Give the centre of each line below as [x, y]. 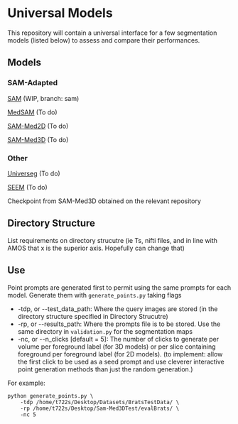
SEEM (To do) [27, 187]
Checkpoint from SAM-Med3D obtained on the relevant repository [104, 201]
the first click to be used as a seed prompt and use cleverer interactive [121, 362]
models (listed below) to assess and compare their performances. [104, 40]
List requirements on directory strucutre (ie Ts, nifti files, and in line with [113, 240]
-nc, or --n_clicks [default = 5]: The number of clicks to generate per [118, 339]
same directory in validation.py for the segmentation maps [105, 331]
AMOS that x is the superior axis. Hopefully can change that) [96, 248]
